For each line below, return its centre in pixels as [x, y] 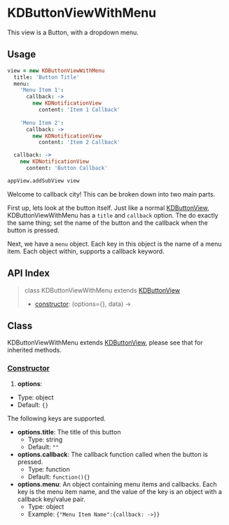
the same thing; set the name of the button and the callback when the [108, 222]
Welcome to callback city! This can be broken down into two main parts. [111, 194]
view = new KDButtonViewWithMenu [56, 71]
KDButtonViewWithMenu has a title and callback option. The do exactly [113, 215]
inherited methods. [34, 350]
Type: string [45, 439]
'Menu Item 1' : [42, 90]
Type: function [49, 469]
